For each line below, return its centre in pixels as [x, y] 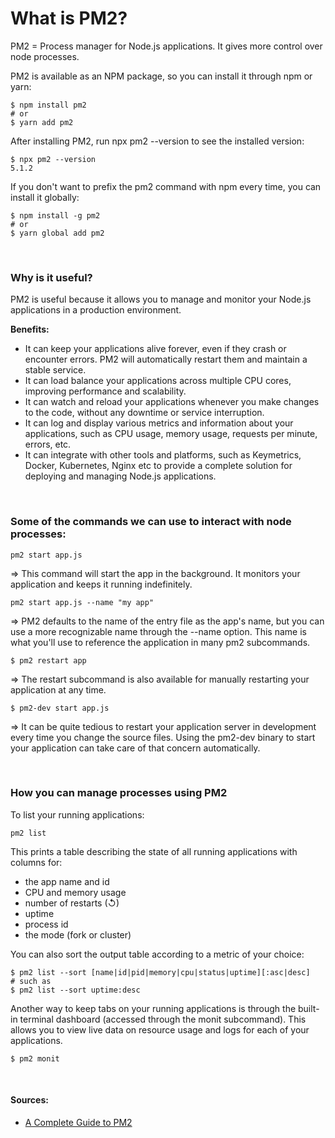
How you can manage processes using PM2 [119, 793]
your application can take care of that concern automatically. [135, 748]
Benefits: [30, 329]
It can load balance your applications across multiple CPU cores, [158, 381]
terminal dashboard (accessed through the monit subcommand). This [163, 1019]
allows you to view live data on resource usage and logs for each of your [160, 1029]
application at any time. [58, 689]
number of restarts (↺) [72, 903]
